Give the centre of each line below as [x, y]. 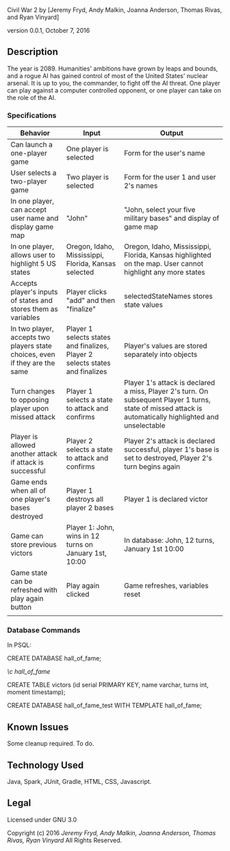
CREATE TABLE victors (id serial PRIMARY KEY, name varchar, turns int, [108, 685]
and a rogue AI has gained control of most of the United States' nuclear [108, 75]
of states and [31, 301]
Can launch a [32, 145]
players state [31, 346]
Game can [27, 536]
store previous [34, 545]
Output [171, 133]
